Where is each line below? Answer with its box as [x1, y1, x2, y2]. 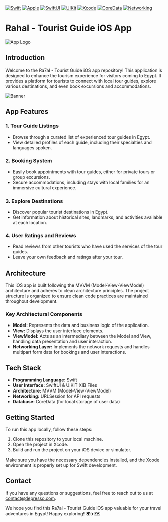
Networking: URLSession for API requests [12, 393, 101, 399]
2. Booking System [5, 157, 52, 164]
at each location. [12, 220, 48, 226]
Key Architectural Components [5, 311, 83, 318]
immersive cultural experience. [12, 184, 77, 191]
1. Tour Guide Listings [5, 122, 59, 129]
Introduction [5, 53, 45, 62]
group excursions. [12, 174, 50, 180]
